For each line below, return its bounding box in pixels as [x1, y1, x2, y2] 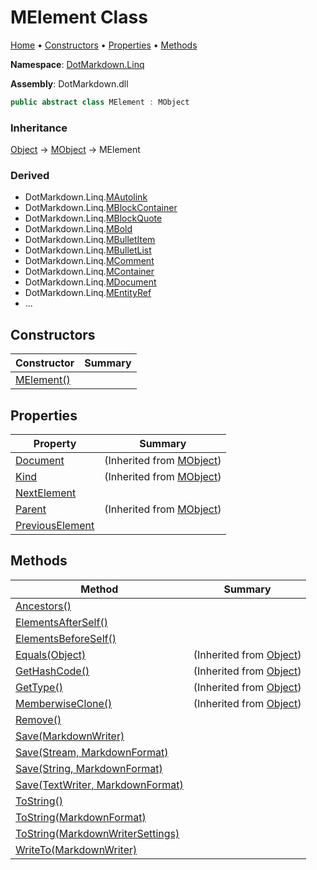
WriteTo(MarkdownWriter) [15, 842, 138, 856]
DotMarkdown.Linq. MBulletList [24, 244, 152, 256]
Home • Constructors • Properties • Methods [10, 39, 198, 51]
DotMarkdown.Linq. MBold [24, 223, 133, 235]
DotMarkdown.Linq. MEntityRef [24, 287, 152, 299]
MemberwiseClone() [15, 696, 113, 710]
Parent [15, 502, 47, 516]
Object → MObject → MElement [10, 144, 141, 156]
